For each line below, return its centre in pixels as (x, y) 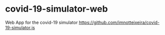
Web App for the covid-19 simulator (41, 22)
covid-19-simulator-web (57, 9)
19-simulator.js (20, 27)
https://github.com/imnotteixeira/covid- (119, 22)
